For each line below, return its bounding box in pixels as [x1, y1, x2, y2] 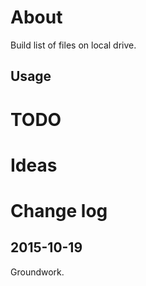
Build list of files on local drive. [10, 39, 137, 51]
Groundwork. [10, 266, 65, 278]
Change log [10, 199, 108, 222]
